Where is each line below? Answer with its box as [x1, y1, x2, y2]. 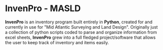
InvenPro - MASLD [5, 3, 81, 14]
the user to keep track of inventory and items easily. [5, 39, 109, 45]
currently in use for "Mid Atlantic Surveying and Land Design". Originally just [5, 24, 158, 30]
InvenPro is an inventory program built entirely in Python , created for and [5, 19, 153, 25]
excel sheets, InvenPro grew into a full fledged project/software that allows [5, 34, 156, 40]
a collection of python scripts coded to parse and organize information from [5, 29, 157, 35]
